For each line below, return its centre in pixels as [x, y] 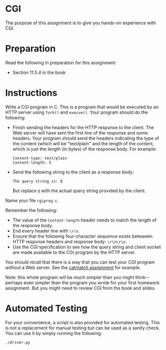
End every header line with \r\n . [46, 231]
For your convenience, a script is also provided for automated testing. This [82, 322]
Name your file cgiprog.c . [32, 200]
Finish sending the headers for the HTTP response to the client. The [83, 127]
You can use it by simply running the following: [54, 333]
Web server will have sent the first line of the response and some [80, 133]
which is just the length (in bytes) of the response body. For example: [85, 149]
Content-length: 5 [32, 162]
